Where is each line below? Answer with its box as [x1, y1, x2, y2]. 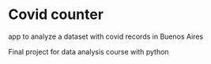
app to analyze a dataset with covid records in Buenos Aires [8, 32, 204, 41]
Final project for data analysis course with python [8, 47, 169, 56]
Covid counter [8, 6, 104, 24]
